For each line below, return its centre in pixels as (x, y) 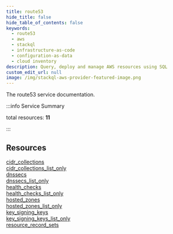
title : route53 (25, 12)
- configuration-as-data (42, 56)
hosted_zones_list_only (34, 206)
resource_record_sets (32, 225)
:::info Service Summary (35, 106)
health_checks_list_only (35, 193)
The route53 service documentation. (51, 95)
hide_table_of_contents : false (45, 23)
